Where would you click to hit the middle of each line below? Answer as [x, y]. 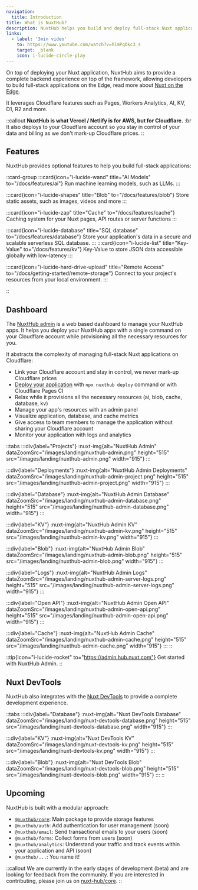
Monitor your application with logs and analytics [73, 435]
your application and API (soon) [53, 850]
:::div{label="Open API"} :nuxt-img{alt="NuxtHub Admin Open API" [88, 603]
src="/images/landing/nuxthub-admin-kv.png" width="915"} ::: [82, 537]
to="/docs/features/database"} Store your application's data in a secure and [99, 237]
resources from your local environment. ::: [57, 280]
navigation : [21, 12]
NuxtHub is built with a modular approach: [57, 807]
